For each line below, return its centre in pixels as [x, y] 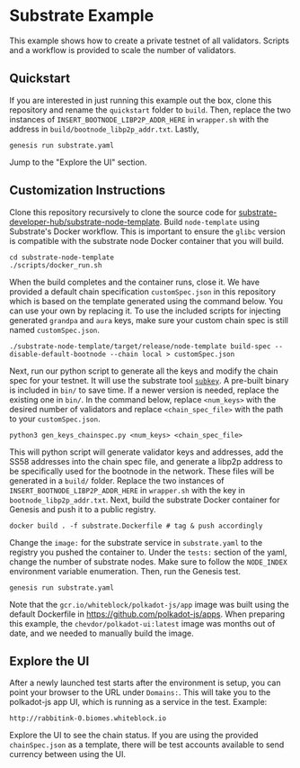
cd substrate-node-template [62, 258]
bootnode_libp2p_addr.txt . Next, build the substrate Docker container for [145, 500]
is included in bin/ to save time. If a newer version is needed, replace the [144, 390]
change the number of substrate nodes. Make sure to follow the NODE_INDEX [148, 561]
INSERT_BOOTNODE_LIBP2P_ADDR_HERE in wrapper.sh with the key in [127, 490]
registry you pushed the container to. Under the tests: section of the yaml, [148, 552]
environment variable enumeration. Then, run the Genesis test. [125, 571]
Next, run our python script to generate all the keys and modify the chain [144, 371]
